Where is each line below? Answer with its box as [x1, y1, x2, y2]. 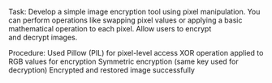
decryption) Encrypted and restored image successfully [8, 65, 195, 75]
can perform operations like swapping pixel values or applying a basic [8, 15, 243, 25]
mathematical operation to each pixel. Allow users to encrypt [8, 24, 212, 33]
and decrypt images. [8, 32, 78, 42]
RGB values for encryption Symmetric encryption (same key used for [8, 56, 240, 66]
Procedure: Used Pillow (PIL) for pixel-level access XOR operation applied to [8, 48, 264, 57]
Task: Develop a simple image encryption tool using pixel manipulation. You [8, 7, 261, 16]
